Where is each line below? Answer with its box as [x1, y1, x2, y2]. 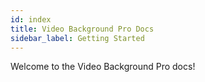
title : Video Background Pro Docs [10, 24, 155, 34]
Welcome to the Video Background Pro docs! [10, 61, 196, 73]
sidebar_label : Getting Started [10, 33, 145, 43]
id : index [10, 14, 52, 25]
